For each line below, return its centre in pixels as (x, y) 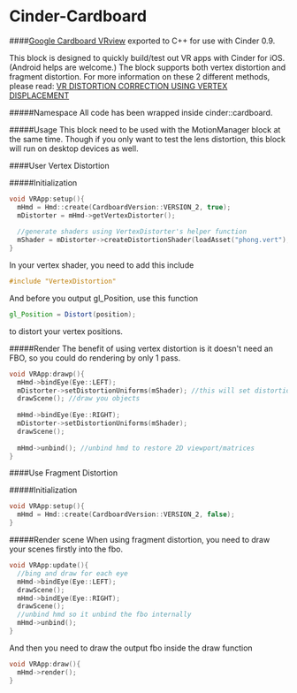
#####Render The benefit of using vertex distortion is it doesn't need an (141, 348)
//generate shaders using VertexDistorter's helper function (132, 232)
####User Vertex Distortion (59, 165)
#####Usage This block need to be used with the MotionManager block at (145, 129)
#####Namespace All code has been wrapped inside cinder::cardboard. (141, 112)
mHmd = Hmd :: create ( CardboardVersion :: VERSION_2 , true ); (124, 207)
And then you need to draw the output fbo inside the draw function (131, 648)
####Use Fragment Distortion (64, 473)
